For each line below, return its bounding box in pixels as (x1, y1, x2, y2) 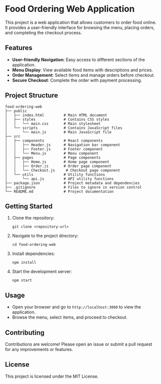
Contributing (5, 328, 45, 336)
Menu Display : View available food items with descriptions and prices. (12, 67, 153, 73)
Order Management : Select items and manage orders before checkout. (12, 72, 155, 78)
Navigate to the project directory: (12, 233, 79, 239)
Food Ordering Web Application (5, 3, 135, 15)
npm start (12, 278, 32, 283)
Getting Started (5, 202, 53, 210)
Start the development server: (12, 269, 72, 274)
